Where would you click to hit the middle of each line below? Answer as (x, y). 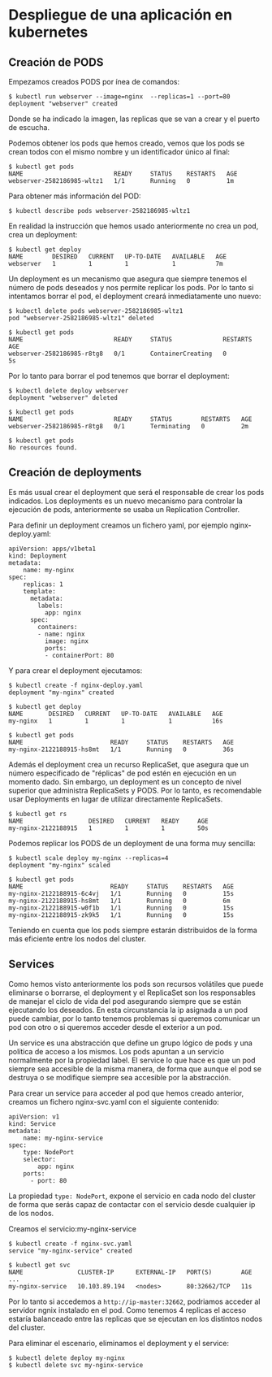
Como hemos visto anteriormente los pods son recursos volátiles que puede (136, 984)
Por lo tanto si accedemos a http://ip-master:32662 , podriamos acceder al (134, 1301)
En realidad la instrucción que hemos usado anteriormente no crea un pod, (134, 226)
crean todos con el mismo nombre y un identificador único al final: (119, 152)
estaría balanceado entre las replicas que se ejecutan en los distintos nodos (135, 1318)
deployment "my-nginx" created (61, 693)
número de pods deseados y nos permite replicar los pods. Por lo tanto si (131, 287)
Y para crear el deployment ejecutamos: (76, 670)
